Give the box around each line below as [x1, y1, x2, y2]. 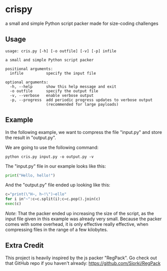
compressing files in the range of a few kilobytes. [5, 227, 108, 233]
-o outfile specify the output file [10, 88, 99, 93]
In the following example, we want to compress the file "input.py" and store [5, 129, 162, 135]
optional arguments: [5, 80, 49, 85]
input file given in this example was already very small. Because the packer [5, 216, 162, 222]
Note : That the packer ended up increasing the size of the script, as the [5, 211, 154, 217]
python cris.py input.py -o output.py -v [5, 154, 94, 159]
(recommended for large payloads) [46, 101, 119, 107]
